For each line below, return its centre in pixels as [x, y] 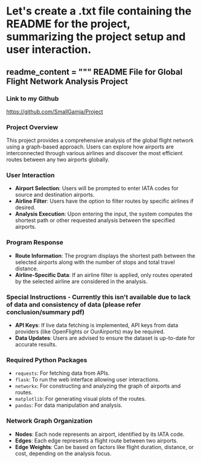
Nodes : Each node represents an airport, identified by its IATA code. [100, 434]
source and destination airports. [55, 195]
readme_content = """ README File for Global [94, 72]
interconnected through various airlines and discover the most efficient [94, 153]
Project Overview [32, 127]
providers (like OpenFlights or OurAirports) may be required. [90, 332]
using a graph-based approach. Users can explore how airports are [90, 147]
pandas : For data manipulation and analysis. [69, 405]
